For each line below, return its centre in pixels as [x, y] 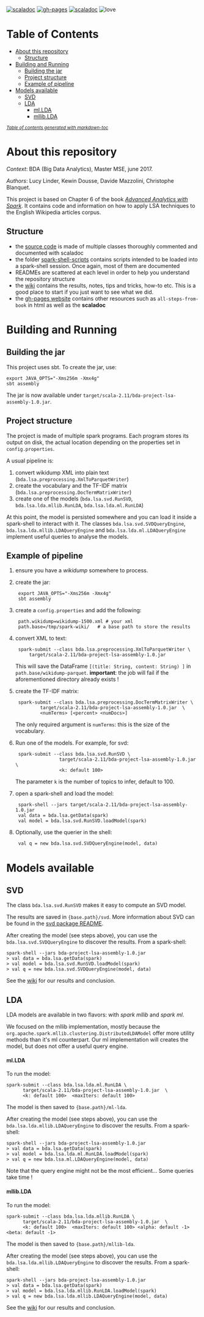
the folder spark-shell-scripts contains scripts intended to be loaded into [107, 259]
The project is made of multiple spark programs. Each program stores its [98, 436]
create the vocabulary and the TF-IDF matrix [71, 485]
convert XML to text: [41, 639]
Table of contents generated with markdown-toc [57, 128]
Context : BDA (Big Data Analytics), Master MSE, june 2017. [80, 169]
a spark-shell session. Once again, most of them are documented [97, 266]
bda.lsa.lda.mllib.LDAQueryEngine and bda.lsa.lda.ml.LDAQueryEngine [96, 530]
